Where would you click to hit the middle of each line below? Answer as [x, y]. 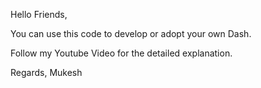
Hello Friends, [39, 14]
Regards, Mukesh [46, 72]
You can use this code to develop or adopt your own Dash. [131, 33]
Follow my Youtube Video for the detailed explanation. [121, 53]
